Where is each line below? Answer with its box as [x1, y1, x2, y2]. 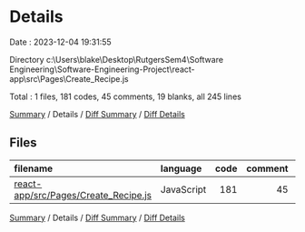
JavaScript [160, 183, 207, 196]
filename [14, 162, 54, 175]
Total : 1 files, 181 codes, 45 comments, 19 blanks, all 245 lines [9, 91, 242, 102]
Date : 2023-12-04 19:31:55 [9, 36, 112, 47]
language [160, 162, 202, 175]
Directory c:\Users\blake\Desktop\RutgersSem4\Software [9, 54, 224, 65]
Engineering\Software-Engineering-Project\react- [9, 64, 195, 75]
